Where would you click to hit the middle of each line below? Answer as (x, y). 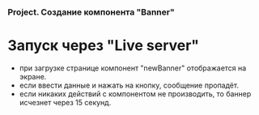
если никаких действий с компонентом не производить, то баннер (135, 94)
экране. (33, 76)
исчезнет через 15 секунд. (65, 102)
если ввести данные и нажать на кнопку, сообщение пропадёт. (129, 85)
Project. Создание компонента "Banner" (91, 12)
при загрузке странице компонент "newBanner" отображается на (133, 68)
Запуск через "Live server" (104, 46)
